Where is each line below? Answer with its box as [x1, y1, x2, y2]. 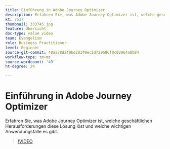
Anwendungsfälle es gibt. [5, 129, 59, 135]
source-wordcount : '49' [5, 59, 56, 64]
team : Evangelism [5, 36, 42, 41]
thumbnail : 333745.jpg [5, 21, 53, 27]
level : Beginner [5, 45, 39, 50]
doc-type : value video [5, 31, 53, 36]
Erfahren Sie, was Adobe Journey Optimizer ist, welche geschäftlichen [5, 118, 153, 124]
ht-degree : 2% [5, 64, 35, 69]
